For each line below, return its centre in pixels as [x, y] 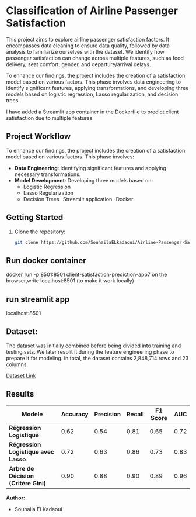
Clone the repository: [40, 232]
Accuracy [75, 414]
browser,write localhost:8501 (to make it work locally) [70, 281]
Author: [16, 498]
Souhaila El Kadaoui [38, 509]
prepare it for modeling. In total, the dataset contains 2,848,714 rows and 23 [97, 358]
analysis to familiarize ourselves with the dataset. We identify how [85, 51]
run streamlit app [38, 299]
